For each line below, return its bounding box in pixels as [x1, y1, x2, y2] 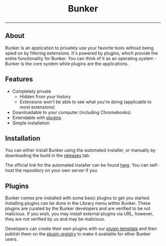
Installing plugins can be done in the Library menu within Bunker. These [5, 200, 151, 206]
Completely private [12, 88, 51, 94]
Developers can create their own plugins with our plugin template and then [5, 226, 157, 232]
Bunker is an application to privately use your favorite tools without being [5, 45, 154, 51]
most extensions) [19, 104, 55, 110]
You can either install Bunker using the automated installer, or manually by [5, 147, 156, 153]
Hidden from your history [19, 93, 71, 99]
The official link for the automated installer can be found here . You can [5, 162, 149, 168]
